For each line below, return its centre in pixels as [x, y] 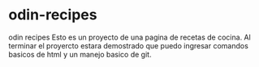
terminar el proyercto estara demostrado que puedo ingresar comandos [129, 45]
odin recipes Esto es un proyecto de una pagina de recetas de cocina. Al [130, 37]
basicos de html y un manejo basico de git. [80, 54]
